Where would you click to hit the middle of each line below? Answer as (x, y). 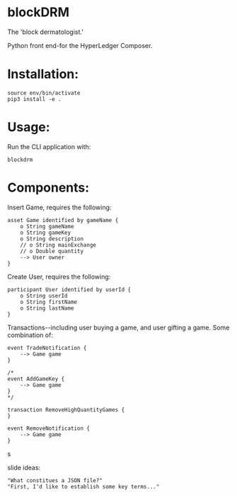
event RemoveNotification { (49, 428)
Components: (48, 187)
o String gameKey (46, 233)
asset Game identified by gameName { (63, 220)
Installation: (43, 74)
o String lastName (47, 308)
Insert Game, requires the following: (59, 207)
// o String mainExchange (58, 245)
